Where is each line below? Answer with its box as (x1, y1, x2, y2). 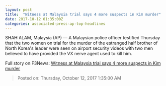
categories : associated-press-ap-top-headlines (5, 21, 106, 26)
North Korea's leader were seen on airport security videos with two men (5, 45, 153, 51)
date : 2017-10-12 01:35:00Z (5, 16, 64, 21)
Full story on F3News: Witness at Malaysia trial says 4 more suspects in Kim (5, 60, 161, 66)
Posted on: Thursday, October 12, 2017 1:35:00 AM (17, 75, 122, 81)
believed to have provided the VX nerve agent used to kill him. (5, 51, 133, 57)
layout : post (5, 7, 32, 12)
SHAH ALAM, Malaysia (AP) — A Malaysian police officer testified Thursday (5, 35, 161, 41)
